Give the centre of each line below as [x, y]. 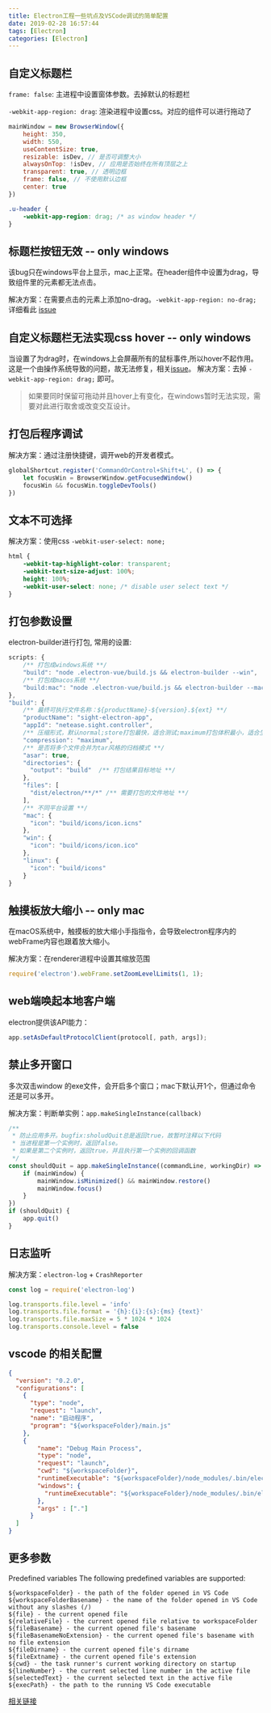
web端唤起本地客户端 [62, 1001]
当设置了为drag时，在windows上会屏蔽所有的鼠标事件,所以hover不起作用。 [133, 359]
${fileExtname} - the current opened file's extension [102, 1656]
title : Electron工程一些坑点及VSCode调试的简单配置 [88, 16]
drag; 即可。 [98, 379]
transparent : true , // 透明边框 [75, 172]
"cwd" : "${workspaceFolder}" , [88, 1471]
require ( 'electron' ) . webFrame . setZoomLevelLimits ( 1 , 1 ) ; [106, 974]
